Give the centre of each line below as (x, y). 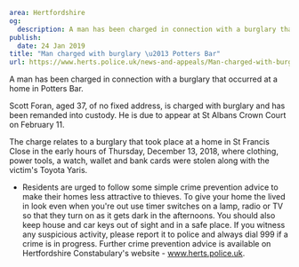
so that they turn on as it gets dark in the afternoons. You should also (149, 216)
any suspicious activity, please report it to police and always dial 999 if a (155, 234)
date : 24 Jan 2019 (52, 46)
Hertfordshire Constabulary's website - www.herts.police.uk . (133, 254)
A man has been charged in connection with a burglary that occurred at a (144, 79)
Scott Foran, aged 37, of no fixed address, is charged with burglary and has (147, 106)
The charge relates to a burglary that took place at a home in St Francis (139, 142)
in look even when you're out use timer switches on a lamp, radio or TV (152, 206)
